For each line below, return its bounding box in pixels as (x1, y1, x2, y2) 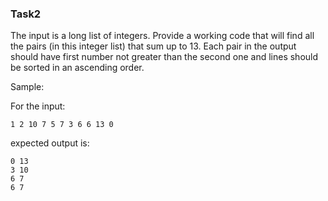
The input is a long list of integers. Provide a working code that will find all (10, 30, 315, 42)
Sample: (10, 81, 45, 93)
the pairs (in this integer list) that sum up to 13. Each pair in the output (10, 40, 297, 52)
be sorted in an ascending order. (10, 62, 145, 74)
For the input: (10, 100, 66, 112)
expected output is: (10, 137, 90, 149)
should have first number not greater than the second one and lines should (10, 51, 319, 63)
